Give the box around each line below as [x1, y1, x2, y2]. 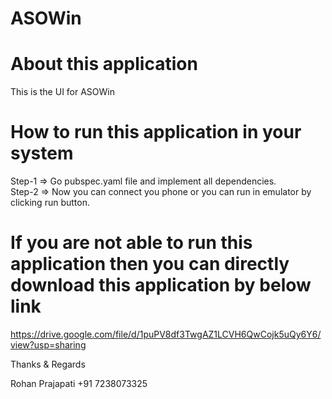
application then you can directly [10, 253, 290, 276]
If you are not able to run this [10, 232, 253, 254]
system [10, 142, 74, 165]
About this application [10, 53, 198, 76]
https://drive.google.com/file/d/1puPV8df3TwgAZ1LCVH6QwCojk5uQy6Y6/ [10, 328, 322, 340]
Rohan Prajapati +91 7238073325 [10, 378, 148, 389]
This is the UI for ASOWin [10, 86, 116, 98]
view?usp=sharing [10, 339, 87, 351]
